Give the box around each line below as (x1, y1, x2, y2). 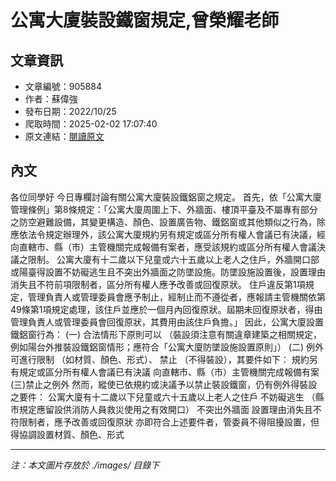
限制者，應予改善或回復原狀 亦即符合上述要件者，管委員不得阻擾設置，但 (18, 416, 320, 428)
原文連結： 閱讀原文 (24, 131, 105, 142)
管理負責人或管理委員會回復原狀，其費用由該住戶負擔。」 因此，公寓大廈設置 (10, 316, 324, 328)
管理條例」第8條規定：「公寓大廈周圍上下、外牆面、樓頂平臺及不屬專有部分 (10, 203, 318, 215)
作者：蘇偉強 (24, 93, 78, 105)
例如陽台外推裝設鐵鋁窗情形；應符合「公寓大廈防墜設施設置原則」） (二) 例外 (10, 341, 325, 353)
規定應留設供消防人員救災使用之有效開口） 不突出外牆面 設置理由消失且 (18, 403, 313, 415)
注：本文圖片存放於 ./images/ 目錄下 (10, 459, 160, 471)
